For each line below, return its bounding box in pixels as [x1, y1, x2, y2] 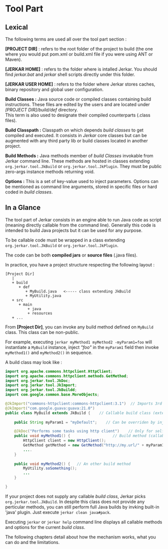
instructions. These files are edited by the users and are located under [5, 101, 150, 107]
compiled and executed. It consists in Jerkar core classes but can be [5, 132, 147, 138]
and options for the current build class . [5, 524, 85, 530]
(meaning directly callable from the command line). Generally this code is [5, 222, 156, 228]
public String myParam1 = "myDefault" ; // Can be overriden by [14, 419, 155, 425]
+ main [18, 302, 32, 307]
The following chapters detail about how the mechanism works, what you [5, 533, 156, 540]
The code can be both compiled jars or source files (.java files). [5, 252, 137, 258]
